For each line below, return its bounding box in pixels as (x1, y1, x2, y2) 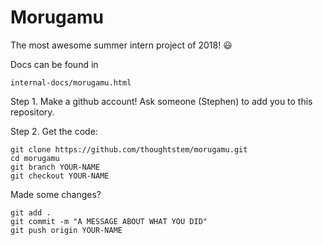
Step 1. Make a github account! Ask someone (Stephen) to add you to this (10, 95, 313, 107)
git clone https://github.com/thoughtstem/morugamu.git (10, 144, 248, 155)
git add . (10, 207, 52, 218)
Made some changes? (10, 188, 102, 200)
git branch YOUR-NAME (10, 162, 101, 172)
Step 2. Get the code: (10, 125, 98, 137)
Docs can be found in (10, 58, 99, 70)
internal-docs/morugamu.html (10, 77, 132, 88)
